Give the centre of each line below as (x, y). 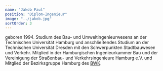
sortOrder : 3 (19, 23)
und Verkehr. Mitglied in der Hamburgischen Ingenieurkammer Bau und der (81, 53)
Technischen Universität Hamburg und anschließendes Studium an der (77, 43)
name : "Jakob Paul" (25, 10)
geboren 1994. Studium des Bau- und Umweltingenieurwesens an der (76, 37)
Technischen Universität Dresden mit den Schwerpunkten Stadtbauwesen (80, 47)
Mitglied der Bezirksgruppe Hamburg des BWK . (54, 63)
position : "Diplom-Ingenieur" (36, 14)
